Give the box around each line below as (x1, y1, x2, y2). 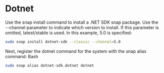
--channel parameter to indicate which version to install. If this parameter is (5, 24, 159, 30)
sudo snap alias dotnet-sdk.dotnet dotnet (5, 63, 94, 68)
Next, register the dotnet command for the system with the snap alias (5, 48, 147, 54)
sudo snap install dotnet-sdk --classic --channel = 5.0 (5, 39, 121, 44)
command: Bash (5, 53, 39, 59)
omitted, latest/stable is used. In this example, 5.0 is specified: (5, 30, 132, 36)
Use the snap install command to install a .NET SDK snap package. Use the (5, 19, 159, 25)
